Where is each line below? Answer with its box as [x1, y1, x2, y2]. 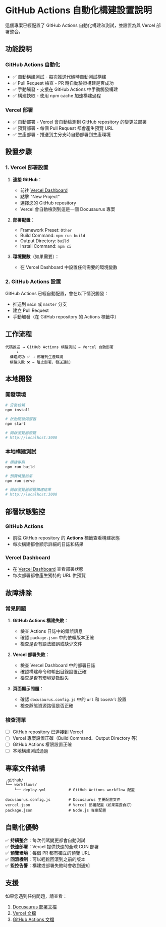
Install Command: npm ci [20, 243, 72, 249]
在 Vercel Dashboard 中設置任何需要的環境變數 [20, 264, 118, 270]
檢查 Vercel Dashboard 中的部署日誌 [20, 662, 96, 668]
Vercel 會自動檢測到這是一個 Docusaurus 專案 [20, 206, 116, 212]
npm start [5, 421, 26, 426]
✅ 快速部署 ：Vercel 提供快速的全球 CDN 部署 [5, 844, 99, 850]
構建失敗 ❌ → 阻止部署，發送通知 [10, 359, 71, 365]
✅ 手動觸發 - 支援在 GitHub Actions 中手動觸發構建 [12, 86, 119, 92]
